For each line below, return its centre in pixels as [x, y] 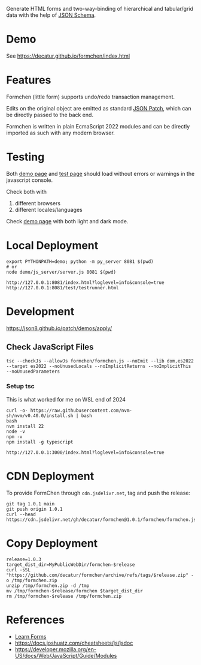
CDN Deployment [50, 476]
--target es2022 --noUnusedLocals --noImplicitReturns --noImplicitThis [99, 366]
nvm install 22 [25, 426]
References [35, 620]
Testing [25, 157]
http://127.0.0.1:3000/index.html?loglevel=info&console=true [85, 453]
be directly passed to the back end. [50, 115]
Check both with [26, 191]
